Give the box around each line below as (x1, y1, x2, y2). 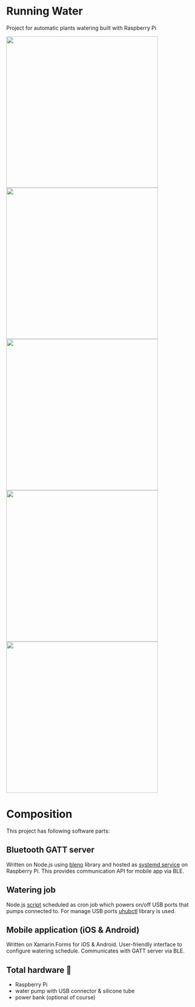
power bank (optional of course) (15, 994, 96, 1001)
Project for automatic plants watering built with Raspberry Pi (6, 24, 156, 31)
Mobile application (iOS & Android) (6, 925, 140, 935)
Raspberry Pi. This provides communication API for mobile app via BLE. (6, 867, 185, 874)
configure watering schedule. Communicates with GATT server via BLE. (6, 947, 185, 954)
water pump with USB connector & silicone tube (15, 988, 135, 995)
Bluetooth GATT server (6, 845, 95, 855)
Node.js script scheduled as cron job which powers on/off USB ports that (6, 900, 189, 908)
